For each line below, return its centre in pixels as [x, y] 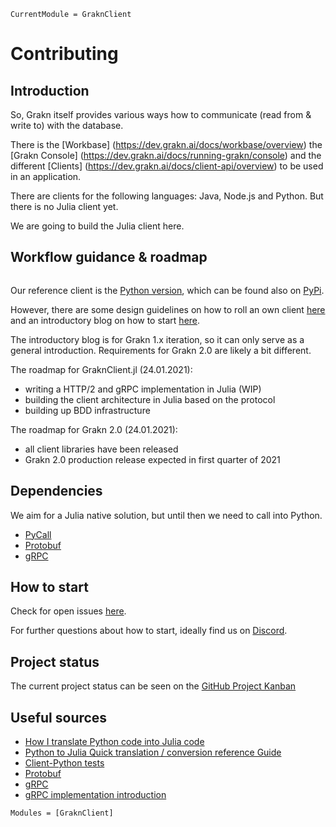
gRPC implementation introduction [95, 795]
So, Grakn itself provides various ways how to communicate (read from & [161, 114]
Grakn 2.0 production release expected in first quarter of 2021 [152, 459]
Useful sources [59, 717]
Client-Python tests [64, 763]
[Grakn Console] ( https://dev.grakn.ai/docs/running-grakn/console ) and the [166, 155]
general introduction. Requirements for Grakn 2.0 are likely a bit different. [161, 350]
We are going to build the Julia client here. [97, 226]
